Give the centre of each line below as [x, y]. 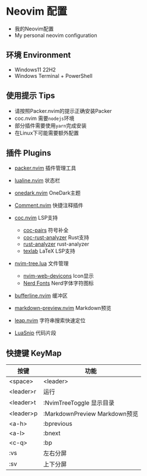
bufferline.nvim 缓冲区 [41, 296]
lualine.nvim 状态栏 [37, 181]
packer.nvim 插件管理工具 [45, 168]
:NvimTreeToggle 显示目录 [79, 403]
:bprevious [58, 424]
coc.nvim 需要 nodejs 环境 [44, 118]
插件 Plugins [29, 153]
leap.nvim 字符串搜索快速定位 [50, 320]
